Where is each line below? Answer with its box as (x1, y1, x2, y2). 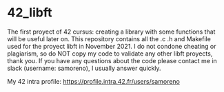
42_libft (7, 5, 52, 21)
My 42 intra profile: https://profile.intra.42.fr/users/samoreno (7, 77, 181, 85)
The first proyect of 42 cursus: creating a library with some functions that (7, 27, 216, 36)
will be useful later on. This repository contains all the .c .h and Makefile (7, 34, 212, 43)
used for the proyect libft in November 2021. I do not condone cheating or (7, 42, 216, 50)
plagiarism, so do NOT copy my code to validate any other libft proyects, (7, 49, 213, 58)
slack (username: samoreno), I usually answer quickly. (7, 64, 161, 72)
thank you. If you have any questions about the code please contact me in (7, 56, 217, 65)
